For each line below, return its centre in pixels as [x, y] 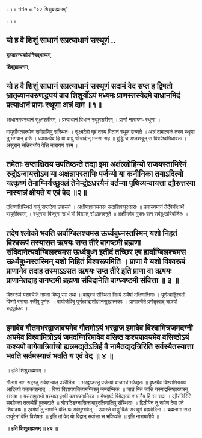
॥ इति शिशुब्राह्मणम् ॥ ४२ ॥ [32, 428]
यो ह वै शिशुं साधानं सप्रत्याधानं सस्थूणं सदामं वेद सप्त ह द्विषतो [89, 86]
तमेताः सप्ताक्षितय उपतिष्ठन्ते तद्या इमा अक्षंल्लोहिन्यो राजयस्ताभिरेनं [96, 165]
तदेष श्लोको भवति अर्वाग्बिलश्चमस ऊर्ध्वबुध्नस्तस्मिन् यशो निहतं [92, 233]
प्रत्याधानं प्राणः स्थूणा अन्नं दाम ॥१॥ [54, 105]
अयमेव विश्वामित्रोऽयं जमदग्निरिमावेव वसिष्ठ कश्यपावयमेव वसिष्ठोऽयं [98, 337]
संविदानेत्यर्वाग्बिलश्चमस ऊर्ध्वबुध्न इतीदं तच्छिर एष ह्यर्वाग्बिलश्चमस [96, 252]
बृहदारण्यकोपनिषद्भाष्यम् [29, 55]
